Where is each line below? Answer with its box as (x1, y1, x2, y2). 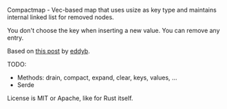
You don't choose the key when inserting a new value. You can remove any (7, 27, 220, 34)
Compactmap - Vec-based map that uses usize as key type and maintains (7, 6, 217, 14)
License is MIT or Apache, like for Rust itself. (7, 94, 133, 102)
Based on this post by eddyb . (7, 47, 91, 55)
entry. (7, 34, 24, 42)
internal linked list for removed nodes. (7, 13, 115, 21)
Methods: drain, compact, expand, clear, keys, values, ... (17, 73, 177, 82)
